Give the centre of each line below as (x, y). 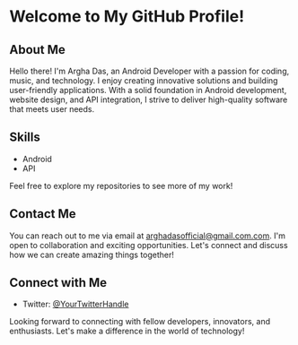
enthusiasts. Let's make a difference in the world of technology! (127, 331)
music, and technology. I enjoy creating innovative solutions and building (144, 81)
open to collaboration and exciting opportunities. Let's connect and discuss (149, 245)
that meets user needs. (52, 109)
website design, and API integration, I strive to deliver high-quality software (149, 99)
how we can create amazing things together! (92, 254)
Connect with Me (58, 283)
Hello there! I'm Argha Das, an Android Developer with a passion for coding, (149, 71)
